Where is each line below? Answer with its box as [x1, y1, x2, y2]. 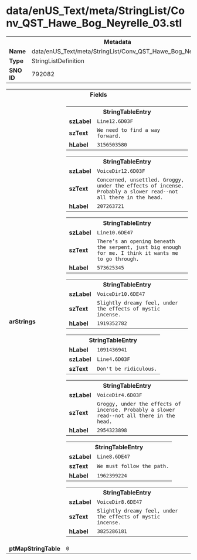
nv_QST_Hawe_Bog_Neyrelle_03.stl [6, 16, 182, 30]
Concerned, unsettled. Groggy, [96, 176, 185, 183]
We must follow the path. [96, 463, 169, 469]
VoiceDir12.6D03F [96, 168, 145, 174]
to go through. [96, 255, 140, 262]
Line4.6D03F [96, 356, 130, 363]
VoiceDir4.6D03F [96, 391, 142, 398]
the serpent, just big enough [96, 244, 182, 250]
